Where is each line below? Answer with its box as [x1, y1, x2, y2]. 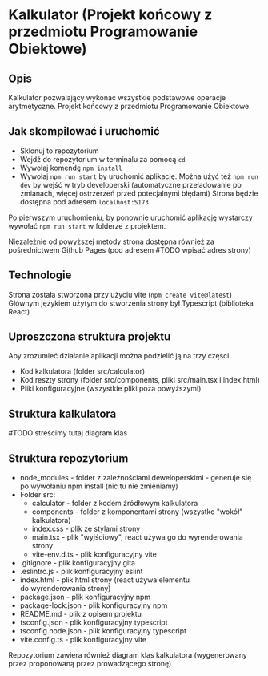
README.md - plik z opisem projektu [19, 609, 142, 619]
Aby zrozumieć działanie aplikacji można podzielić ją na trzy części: [8, 351, 232, 361]
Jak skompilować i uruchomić [8, 124, 160, 138]
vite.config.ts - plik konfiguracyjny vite [19, 635, 146, 645]
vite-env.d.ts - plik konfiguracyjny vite [31, 549, 158, 559]
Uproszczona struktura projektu [8, 330, 171, 344]
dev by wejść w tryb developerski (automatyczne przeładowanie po [19, 180, 242, 189]
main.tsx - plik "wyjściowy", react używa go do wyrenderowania [31, 532, 244, 542]
